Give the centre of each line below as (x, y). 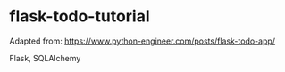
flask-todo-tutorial (80, 16)
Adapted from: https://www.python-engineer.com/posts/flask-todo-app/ (142, 41)
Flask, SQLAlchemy (45, 58)
